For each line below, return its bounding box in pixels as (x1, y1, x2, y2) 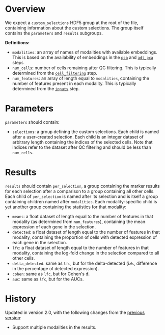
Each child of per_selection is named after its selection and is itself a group (5, 193, 158, 199)
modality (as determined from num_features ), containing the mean (12, 219, 146, 224)
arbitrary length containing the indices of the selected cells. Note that (12, 139, 153, 145)
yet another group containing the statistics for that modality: (5, 204, 127, 210)
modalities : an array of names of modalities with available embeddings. (12, 49, 158, 55)
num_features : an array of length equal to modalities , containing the (12, 75, 150, 81)
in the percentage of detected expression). (12, 265, 99, 271)
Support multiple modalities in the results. (12, 324, 97, 330)
